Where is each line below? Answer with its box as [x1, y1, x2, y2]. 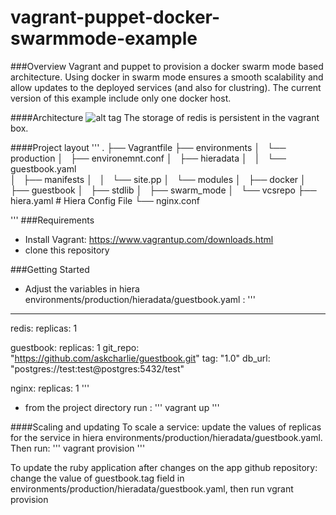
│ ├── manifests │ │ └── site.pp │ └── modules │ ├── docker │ [10, 173, 307, 185]
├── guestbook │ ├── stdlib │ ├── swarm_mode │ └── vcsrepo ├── [10, 184, 317, 196]
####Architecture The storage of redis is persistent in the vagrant [10, 111, 320, 123]
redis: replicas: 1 [10, 322, 78, 334]
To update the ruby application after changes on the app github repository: [10, 461, 318, 473]
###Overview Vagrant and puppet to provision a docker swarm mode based [10, 60, 324, 72]
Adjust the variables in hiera [24, 282, 140, 295]
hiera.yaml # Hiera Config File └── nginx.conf [10, 194, 200, 206]
